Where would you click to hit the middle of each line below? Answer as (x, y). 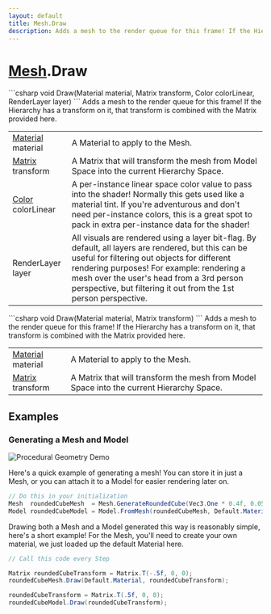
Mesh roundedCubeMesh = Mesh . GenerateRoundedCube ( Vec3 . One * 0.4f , (128, 503)
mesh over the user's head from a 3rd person (157, 278)
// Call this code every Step (59, 558)
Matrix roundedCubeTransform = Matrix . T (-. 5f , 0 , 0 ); (101, 573)
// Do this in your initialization (68, 496)
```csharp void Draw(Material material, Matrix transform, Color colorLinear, (131, 93)
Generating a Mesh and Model (69, 439)
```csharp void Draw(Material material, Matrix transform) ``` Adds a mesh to (132, 318)
